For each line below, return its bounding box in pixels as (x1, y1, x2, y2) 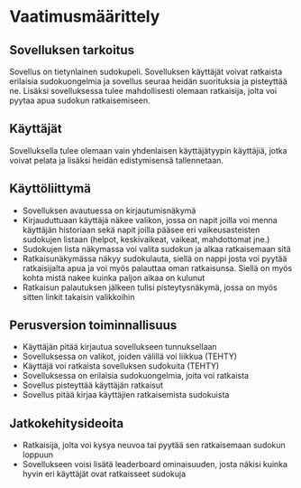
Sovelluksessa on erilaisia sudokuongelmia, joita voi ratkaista (22, 371, 250, 381)
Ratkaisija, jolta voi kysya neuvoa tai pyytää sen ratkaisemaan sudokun (22, 440, 286, 451)
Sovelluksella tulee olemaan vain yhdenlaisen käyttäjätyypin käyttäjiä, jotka (9, 145, 287, 155)
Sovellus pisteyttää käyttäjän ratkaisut (22, 380, 164, 390)
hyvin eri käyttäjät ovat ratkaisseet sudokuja (22, 468, 187, 480)
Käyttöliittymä (9, 181, 92, 196)
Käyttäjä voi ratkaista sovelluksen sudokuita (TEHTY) (22, 361, 220, 371)
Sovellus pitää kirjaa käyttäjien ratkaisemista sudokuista (22, 389, 230, 400)
